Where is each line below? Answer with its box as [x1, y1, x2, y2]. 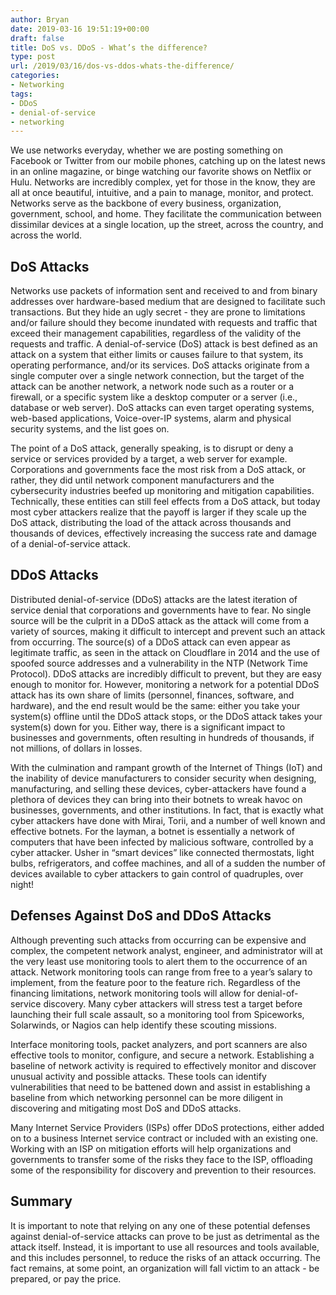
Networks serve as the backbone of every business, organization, [10, 197, 282, 210]
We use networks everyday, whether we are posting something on [10, 144, 283, 156]
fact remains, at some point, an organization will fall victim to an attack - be [10, 1262, 320, 1274]
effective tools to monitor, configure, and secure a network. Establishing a [10, 1049, 315, 1061]
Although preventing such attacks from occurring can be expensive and [10, 934, 307, 946]
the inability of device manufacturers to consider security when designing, [10, 772, 317, 784]
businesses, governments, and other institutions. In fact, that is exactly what [10, 804, 324, 816]
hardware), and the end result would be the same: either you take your [10, 699, 301, 711]
